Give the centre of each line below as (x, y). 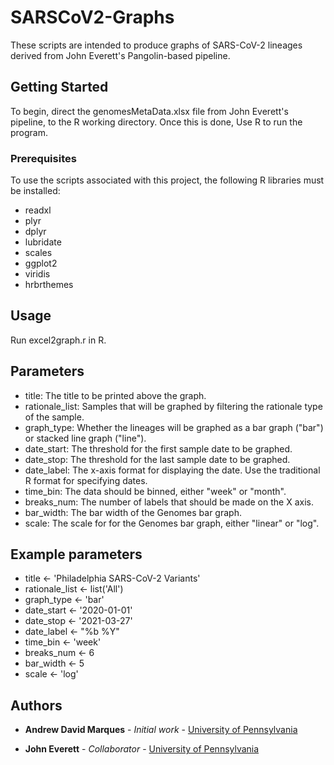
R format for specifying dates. (86, 480)
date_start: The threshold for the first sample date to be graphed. (158, 448)
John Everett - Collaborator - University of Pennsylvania (142, 749)
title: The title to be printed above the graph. (115, 395)
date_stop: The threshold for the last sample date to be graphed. (157, 459)
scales (38, 253)
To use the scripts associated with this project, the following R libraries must (167, 180)
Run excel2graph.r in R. (58, 340)
